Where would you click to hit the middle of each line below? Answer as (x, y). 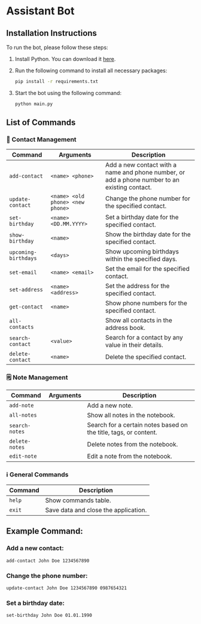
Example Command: (45, 531)
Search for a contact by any (144, 338)
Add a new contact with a (141, 165)
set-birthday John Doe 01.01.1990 (49, 616)
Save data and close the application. (96, 510)
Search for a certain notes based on (138, 424)
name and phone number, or (145, 173)
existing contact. (128, 188)
